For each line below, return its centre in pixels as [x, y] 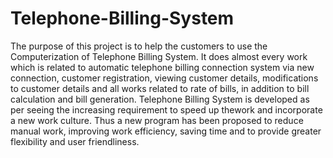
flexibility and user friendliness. [75, 141]
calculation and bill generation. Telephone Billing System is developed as [160, 99]
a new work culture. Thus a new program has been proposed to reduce [157, 120]
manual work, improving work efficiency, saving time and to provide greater [166, 131]
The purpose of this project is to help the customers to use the [139, 46]
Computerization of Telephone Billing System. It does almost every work [159, 56]
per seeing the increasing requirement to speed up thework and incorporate [166, 109]
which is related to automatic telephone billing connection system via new [162, 67]
